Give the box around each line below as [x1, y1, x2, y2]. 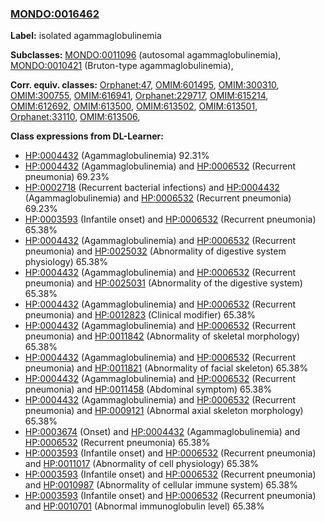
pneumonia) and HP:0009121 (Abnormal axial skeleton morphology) [24, 405, 304, 417]
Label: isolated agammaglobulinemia [10, 30, 162, 42]
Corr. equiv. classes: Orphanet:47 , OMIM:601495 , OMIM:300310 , [10, 79, 280, 91]
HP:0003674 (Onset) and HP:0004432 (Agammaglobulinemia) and [24, 426, 301, 438]
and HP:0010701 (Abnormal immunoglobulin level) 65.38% [24, 500, 265, 512]
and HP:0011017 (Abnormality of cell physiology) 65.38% [24, 458, 260, 470]
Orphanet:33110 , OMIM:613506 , [10, 111, 141, 123]
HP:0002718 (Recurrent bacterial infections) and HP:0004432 [24, 182, 280, 194]
